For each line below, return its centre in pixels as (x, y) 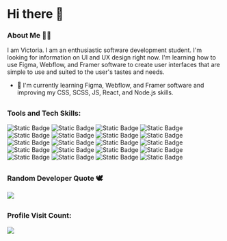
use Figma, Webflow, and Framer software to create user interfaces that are (113, 65)
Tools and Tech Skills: (44, 113)
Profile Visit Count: (39, 216)
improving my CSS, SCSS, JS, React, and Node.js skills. (95, 92)
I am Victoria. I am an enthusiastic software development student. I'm (105, 50)
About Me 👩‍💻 (29, 36)
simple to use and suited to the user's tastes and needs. (86, 72)
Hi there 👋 (35, 14)
